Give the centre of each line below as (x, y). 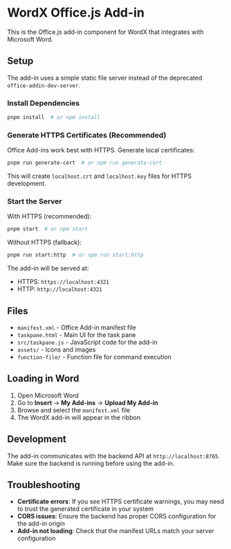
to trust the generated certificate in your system (85, 509)
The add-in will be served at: (48, 269)
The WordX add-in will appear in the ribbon (78, 417)
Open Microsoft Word (48, 395)
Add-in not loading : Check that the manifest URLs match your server (115, 531)
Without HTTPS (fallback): (44, 242)
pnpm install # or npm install (54, 118)
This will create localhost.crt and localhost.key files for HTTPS (100, 176)
